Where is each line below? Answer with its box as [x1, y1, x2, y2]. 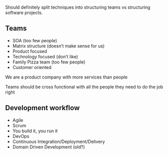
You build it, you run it [12, 128, 58, 134]
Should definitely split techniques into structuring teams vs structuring [5, 5, 150, 10]
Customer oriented [12, 64, 52, 70]
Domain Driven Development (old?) [12, 143, 85, 150]
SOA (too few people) [12, 37, 58, 43]
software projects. [5, 10, 43, 16]
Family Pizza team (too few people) [12, 59, 86, 65]
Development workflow [5, 104, 80, 112]
